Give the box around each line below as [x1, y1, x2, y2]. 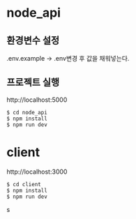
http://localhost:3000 [6, 167, 68, 176]
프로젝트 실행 [6, 77, 60, 89]
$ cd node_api [6, 109, 48, 116]
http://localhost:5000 [6, 96, 68, 104]
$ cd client [6, 181, 41, 188]
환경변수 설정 [6, 34, 60, 46]
